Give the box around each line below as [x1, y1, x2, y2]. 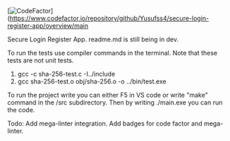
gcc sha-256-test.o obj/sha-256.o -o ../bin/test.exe [17, 77, 167, 86]
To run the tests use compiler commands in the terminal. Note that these [7, 49, 217, 57]
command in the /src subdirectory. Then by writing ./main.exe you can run [7, 98, 223, 107]
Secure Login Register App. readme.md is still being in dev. [7, 35, 179, 43]
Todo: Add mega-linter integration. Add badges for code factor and [7, 119, 202, 128]
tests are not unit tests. [7, 56, 74, 65]
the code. [7, 106, 35, 114]
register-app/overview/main [7, 22, 89, 29]
